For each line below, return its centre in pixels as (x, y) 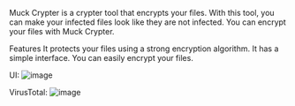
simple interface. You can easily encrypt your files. (102, 58)
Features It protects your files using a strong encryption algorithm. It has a (144, 49)
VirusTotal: (29, 92)
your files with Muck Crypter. (62, 31)
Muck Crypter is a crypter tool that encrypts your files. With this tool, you (142, 13)
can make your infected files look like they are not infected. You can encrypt (148, 22)
